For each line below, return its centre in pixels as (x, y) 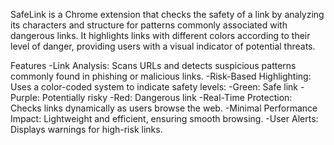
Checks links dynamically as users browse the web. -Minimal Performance (164, 108)
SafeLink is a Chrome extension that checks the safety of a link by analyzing (167, 14)
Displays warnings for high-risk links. (86, 129)
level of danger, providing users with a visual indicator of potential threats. (163, 46)
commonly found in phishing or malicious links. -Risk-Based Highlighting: (161, 76)
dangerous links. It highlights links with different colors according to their (160, 35)
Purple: (25, 97)
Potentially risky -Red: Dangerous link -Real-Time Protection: (167, 97)
